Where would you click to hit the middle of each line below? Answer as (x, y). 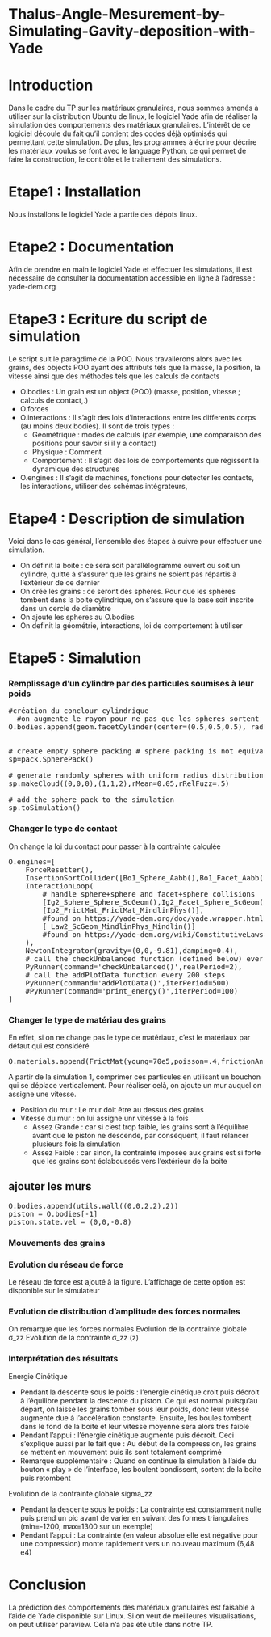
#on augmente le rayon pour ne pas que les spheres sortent (138, 719)
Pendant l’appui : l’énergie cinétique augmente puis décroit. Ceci (127, 1435)
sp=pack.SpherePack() (51, 759)
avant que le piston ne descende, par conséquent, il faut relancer (140, 1135)
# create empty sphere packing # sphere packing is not (121, 751)
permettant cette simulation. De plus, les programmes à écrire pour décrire (133, 142)
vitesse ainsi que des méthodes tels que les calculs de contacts (114, 376)
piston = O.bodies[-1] (53, 1214)
